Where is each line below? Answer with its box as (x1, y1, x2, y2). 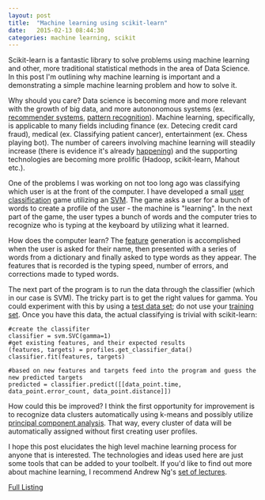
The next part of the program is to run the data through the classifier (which (8, 285, 256, 294)
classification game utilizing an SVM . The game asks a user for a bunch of (8, 195, 251, 205)
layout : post (8, 11, 51, 20)
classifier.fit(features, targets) (8, 353, 126, 361)
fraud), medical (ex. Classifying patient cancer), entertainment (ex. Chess (8, 130, 248, 139)
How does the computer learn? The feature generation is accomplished (8, 236, 241, 245)
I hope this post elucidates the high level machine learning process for (8, 442, 237, 452)
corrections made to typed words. (8, 270, 119, 279)
